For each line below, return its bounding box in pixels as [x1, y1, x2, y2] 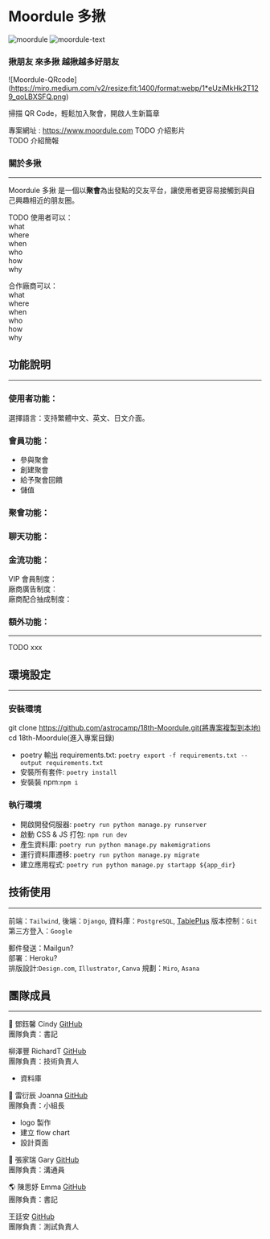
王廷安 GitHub [8, 1212, 55, 1221]
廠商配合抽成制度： [8, 595, 72, 604]
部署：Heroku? [8, 953, 58, 962]
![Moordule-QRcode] [8, 75, 78, 84]
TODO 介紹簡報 [8, 136, 59, 146]
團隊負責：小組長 [8, 1101, 65, 1110]
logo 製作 [19, 1118, 51, 1127]
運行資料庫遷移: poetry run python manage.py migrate [19, 850, 200, 859]
